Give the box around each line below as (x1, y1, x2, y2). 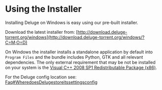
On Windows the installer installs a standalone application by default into (5, 49, 153, 55)
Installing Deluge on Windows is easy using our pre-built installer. (5, 20, 138, 25)
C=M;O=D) (5, 39, 28, 45)
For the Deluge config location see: (5, 74, 77, 80)
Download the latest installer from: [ (5, 29, 78, 35)
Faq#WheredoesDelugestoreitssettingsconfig (5, 79, 98, 85)
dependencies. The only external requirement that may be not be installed (5, 59, 156, 65)
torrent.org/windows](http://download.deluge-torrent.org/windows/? (5, 34, 145, 40)
